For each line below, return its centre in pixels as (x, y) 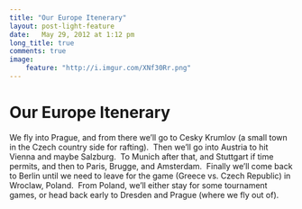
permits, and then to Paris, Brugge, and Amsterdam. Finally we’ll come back (151, 166)
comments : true (38, 51)
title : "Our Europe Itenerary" (68, 18)
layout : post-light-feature (62, 26)
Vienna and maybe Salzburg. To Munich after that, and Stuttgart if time (142, 156)
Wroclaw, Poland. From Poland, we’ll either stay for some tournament (138, 185)
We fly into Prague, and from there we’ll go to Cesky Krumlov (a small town (149, 137)
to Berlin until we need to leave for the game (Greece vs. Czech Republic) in (150, 176)
